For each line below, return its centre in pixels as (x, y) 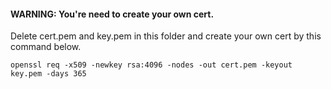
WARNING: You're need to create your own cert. (112, 14)
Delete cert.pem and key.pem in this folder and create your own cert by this (166, 36)
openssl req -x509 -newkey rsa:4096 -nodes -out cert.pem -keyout (151, 65)
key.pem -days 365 (48, 74)
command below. (46, 47)
